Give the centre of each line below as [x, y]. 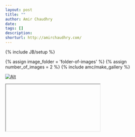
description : [19, 33]
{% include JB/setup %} [30, 52]
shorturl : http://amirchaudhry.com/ [43, 38]
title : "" [16, 14]
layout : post [19, 10]
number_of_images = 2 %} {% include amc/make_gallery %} [68, 67]
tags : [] [14, 28]
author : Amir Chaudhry [29, 19]
